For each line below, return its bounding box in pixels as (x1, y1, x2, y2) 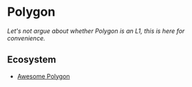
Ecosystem (7, 54, 56, 66)
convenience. (7, 34, 46, 42)
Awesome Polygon (17, 72, 70, 80)
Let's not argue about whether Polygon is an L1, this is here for (7, 27, 185, 35)
